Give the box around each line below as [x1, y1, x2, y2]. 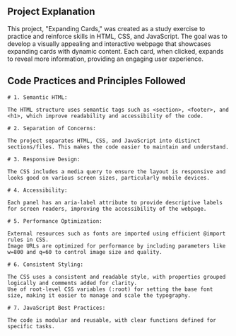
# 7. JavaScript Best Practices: [7, 304, 106, 311]
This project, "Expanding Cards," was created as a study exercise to [7, 24, 206, 33]
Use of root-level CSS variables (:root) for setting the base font [7, 286, 213, 293]
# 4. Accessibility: [7, 187, 69, 194]
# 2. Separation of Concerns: [7, 124, 97, 132]
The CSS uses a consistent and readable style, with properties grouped [7, 273, 226, 280]
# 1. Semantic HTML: [7, 93, 69, 101]
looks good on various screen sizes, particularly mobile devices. [7, 174, 211, 181]
